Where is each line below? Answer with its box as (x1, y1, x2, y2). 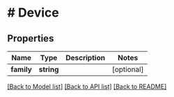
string (38, 64, 59, 74)
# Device (7, 5, 59, 21)
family (10, 64, 33, 74)
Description (65, 53, 106, 62)
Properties (7, 33, 54, 44)
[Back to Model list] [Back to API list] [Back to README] (7, 82, 167, 91)
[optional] (111, 64, 144, 74)
